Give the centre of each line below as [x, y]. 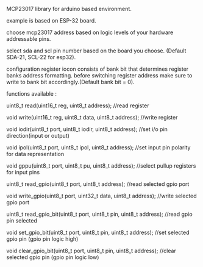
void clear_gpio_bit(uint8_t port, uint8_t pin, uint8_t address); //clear [91, 251]
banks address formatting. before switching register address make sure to [99, 75]
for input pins [23, 172]
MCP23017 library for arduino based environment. [69, 9]
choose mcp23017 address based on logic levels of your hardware [90, 32]
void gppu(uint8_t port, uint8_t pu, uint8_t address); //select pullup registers [101, 166]
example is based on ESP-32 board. [51, 20]
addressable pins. [29, 39]
